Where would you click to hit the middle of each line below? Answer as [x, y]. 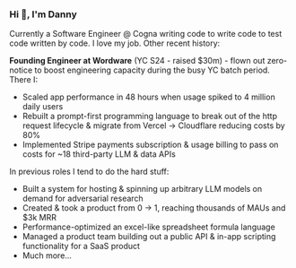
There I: [24, 80]
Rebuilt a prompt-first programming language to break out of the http [150, 117]
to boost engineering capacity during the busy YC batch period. [152, 70]
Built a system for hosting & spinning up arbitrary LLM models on [142, 189]
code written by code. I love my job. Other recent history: [115, 43]
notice [21, 70]
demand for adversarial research [83, 199]
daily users [43, 107]
